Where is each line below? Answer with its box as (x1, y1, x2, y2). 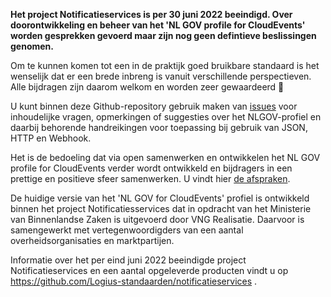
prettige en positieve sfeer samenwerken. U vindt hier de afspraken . (10, 173, 291, 184)
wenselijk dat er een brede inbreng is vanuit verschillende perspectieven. (10, 70, 312, 82)
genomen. (10, 40, 54, 52)
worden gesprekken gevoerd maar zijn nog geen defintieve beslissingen (10, 30, 317, 41)
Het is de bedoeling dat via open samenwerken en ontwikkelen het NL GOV (10, 152, 321, 163)
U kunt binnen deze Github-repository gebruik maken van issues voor (10, 100, 298, 112)
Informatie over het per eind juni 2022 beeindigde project (10, 254, 247, 266)
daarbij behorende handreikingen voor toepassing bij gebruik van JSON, (10, 122, 308, 133)
